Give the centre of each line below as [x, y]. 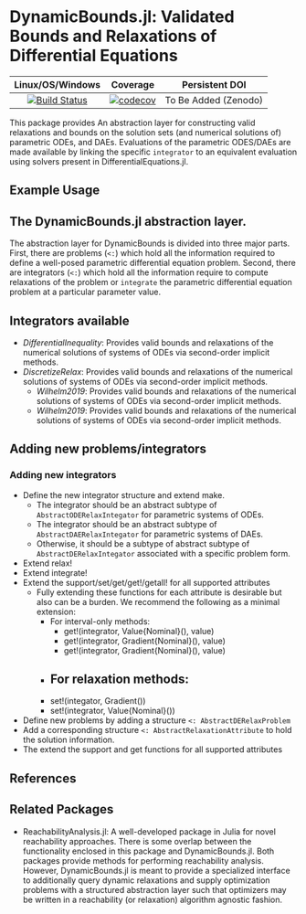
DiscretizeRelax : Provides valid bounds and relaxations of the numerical [158, 371]
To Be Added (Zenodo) [214, 100]
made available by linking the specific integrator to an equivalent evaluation [153, 152]
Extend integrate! [55, 572]
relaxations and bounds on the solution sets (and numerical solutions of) [145, 132]
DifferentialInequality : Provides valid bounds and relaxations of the [148, 342]
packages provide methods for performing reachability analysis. [143, 860]
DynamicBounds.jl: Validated [122, 17]
